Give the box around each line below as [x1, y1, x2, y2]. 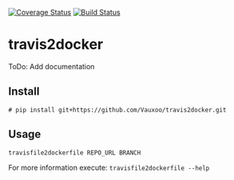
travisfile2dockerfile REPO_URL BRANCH [8, 148, 141, 157]
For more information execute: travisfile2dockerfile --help [8, 162, 210, 172]
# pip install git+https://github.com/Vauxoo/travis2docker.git [8, 106, 227, 114]
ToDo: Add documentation [8, 61, 95, 71]
